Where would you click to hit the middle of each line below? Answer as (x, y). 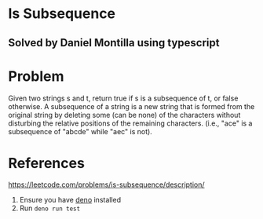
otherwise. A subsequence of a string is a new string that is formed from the (131, 106)
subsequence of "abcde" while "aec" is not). (80, 131)
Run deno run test (50, 208)
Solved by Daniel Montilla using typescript (114, 43)
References (46, 163)
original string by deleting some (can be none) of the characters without (124, 115)
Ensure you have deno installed (70, 200)
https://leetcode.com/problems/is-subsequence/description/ (107, 184)
